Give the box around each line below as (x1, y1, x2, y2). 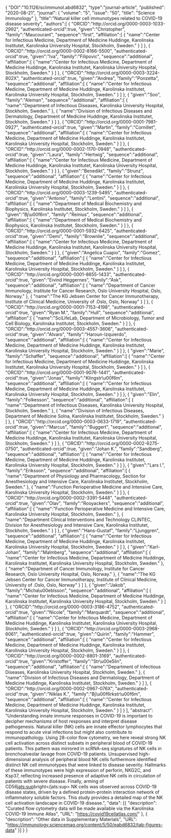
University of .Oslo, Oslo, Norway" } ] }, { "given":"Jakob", (5, 582, 127, 588)
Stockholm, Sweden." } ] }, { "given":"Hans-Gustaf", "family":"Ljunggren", (5, 528, 160, 533)
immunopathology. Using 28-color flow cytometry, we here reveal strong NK (5, 734, 166, 741)
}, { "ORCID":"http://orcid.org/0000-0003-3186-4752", (5, 604, 121, 610)
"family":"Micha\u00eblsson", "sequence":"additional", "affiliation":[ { (5, 587, 152, 593)
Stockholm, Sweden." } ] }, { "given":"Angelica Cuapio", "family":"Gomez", (5, 250, 161, 255)
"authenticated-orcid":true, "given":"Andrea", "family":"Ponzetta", (20, 75, 159, 81)
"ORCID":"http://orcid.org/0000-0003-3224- (65, 70, 160, 76)
